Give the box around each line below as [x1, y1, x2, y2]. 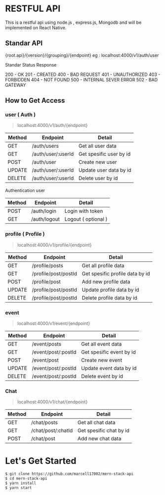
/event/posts [32, 341, 62, 348]
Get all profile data [82, 262, 124, 269]
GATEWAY [5, 82, 26, 88]
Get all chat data [77, 419, 116, 426]
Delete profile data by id [82, 294, 137, 301]
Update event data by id [81, 365, 137, 372]
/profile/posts [32, 262, 63, 269]
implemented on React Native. [5, 24, 67, 30]
